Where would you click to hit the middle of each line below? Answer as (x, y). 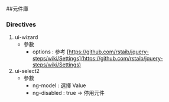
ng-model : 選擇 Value (59, 85)
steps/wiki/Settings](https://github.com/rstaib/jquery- (98, 59)
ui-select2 (27, 71)
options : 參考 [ (51, 52)
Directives (21, 24)
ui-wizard (26, 37)
